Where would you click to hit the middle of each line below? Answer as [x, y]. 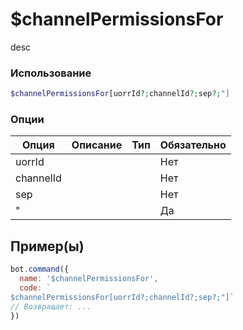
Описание [97, 145]
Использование [51, 73]
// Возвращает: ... [51, 306]
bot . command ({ [40, 269]
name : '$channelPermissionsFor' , [89, 279]
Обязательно [193, 145]
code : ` [35, 288]
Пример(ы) [47, 246]
